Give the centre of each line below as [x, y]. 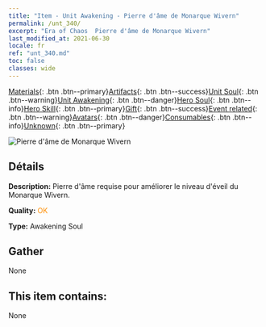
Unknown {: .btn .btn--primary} [75, 125]
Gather [26, 251]
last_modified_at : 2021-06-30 [59, 38]
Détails [26, 167]
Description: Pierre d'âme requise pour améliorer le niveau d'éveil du [124, 186]
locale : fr [27, 46]
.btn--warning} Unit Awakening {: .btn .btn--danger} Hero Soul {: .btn [119, 100]
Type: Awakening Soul [46, 226]
